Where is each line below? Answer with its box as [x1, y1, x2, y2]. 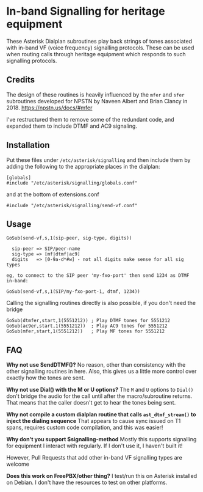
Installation [6, 140, 50, 150]
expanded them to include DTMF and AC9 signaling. [6, 122, 137, 130]
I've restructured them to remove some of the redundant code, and [6, 116, 175, 123]
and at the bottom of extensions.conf [6, 191, 99, 198]
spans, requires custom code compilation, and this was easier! [6, 424, 163, 431]
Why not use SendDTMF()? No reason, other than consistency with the [6, 361, 186, 369]
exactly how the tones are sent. [6, 374, 85, 381]
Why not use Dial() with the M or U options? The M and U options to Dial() [6, 386, 194, 394]
